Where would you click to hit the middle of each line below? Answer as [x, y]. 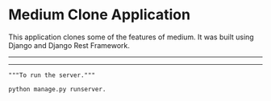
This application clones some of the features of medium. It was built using [131, 37]
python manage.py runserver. [57, 89]
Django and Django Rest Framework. [69, 45]
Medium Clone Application [100, 15]
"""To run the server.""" [52, 75]
